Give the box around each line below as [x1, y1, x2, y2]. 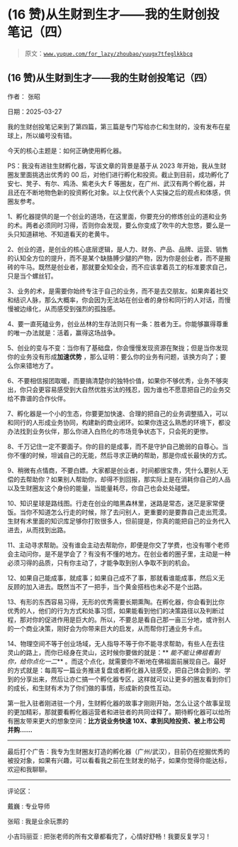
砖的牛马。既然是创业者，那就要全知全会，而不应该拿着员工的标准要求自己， [7, 262, 231, 271]
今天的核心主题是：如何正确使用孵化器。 [7, 146, 125, 155]
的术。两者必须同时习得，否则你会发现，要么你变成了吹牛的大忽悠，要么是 [7, 221, 225, 230]
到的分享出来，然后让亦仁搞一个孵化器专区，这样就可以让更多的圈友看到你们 [7, 674, 231, 683]
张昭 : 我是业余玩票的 [7, 816, 69, 825]
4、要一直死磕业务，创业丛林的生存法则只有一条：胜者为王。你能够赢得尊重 [7, 319, 229, 328]
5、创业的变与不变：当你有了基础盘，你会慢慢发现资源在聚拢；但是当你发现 [7, 343, 229, 352]
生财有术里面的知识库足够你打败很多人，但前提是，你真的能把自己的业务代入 [7, 517, 231, 525]
